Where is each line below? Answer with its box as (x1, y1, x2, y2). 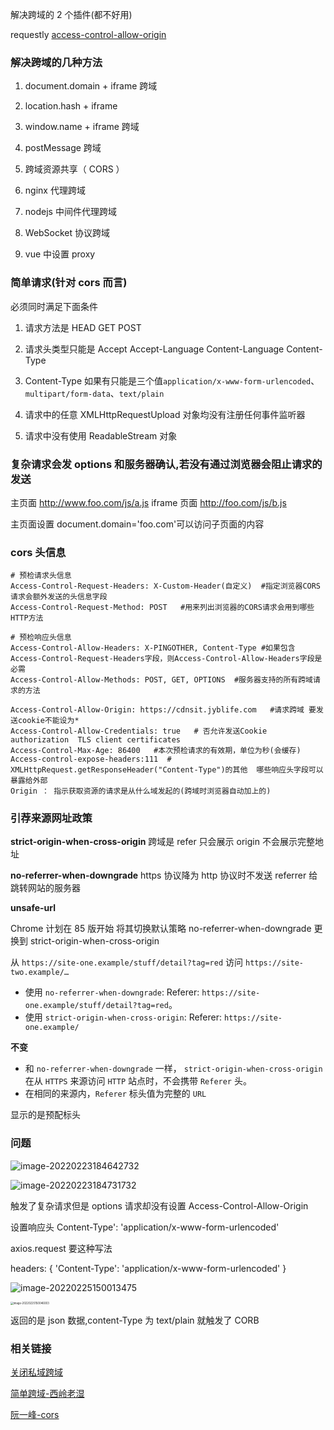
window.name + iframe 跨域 (24, 121, 140, 133)
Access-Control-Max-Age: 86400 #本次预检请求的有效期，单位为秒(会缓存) (10, 746, 302, 756)
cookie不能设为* (17, 716, 80, 726)
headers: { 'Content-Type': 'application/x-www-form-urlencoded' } (10, 1262, 287, 1274)
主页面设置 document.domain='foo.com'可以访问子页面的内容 (10, 518, 265, 530)
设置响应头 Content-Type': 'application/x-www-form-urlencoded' (10, 1221, 280, 1233)
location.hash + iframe (24, 100, 118, 112)
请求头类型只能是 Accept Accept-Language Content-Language (24, 343, 285, 355)
